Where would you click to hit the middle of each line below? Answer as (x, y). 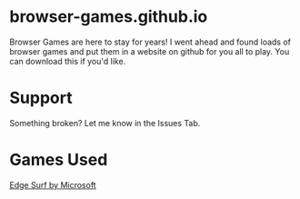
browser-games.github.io (109, 17)
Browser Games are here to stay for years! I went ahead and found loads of (150, 42)
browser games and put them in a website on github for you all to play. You (150, 51)
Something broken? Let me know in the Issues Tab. (105, 123)
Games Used (59, 160)
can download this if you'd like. (68, 61)
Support (41, 98)
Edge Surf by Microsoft (53, 184)
